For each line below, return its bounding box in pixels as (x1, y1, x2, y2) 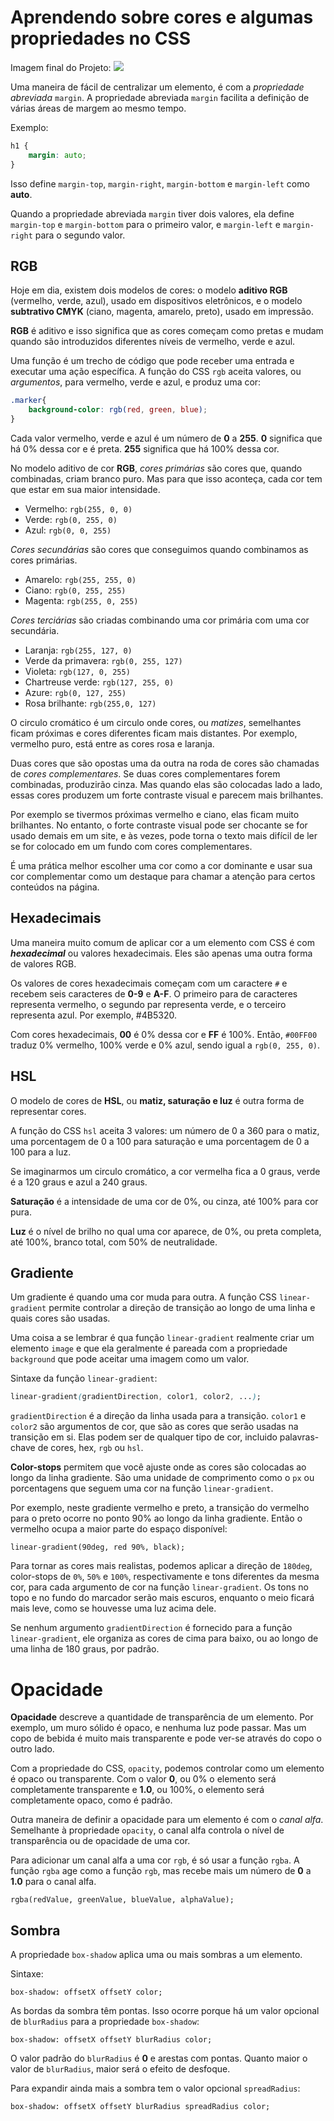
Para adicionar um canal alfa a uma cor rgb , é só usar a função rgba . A (10, 1854, 300, 1866)
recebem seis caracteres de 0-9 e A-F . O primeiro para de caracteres (10, 987, 298, 1000)
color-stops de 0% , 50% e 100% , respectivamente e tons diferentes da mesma (10, 1571, 320, 1583)
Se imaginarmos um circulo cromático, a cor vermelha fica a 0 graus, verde (10, 1165, 321, 1177)
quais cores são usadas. (10, 1312, 111, 1325)
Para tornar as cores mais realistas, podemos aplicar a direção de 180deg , (10, 1560, 313, 1572)
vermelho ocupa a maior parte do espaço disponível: (10, 1523, 228, 1535)
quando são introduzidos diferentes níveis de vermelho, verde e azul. (10, 336, 296, 348)
